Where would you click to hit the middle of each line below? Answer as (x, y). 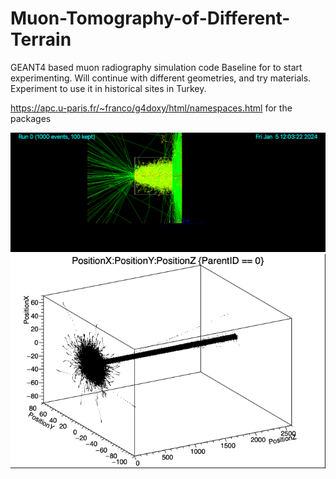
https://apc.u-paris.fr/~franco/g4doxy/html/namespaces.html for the (151, 108)
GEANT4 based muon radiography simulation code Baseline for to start (156, 67)
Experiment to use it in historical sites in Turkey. (108, 88)
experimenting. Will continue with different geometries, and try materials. (161, 78)
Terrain (41, 39)
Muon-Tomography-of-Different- (150, 18)
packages (31, 118)
